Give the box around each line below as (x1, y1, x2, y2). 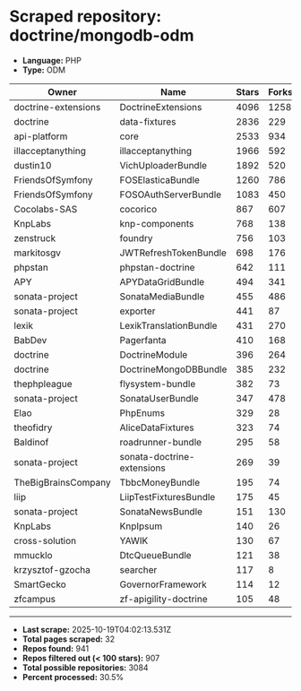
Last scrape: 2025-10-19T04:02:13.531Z (21, 624, 172, 635)
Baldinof (13, 436, 49, 448)
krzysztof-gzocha (13, 563, 91, 575)
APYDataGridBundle (119, 275, 205, 288)
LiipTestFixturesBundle (119, 490, 216, 503)
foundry (119, 231, 153, 244)
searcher (119, 563, 158, 575)
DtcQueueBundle (119, 548, 192, 561)
